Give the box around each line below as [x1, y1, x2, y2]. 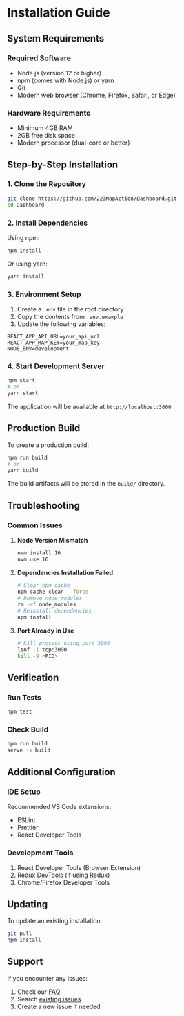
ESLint [17, 815, 36, 824]
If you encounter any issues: [7, 974, 88, 982]
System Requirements [7, 33, 105, 44]
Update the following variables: [17, 320, 106, 328]
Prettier [17, 823, 39, 831]
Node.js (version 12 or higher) [17, 69, 102, 77]
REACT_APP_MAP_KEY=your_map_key [7, 339, 100, 346]
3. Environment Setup [7, 289, 81, 299]
